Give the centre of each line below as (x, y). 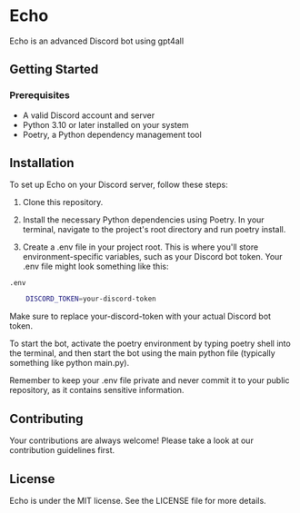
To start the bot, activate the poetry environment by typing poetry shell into (150, 344)
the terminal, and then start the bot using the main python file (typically (142, 353)
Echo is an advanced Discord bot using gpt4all (97, 41)
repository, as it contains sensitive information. (97, 390)
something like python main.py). (70, 363)
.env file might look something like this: (95, 266)
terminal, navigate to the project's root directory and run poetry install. (154, 230)
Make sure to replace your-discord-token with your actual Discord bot (140, 316)
